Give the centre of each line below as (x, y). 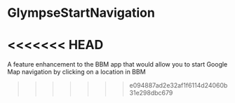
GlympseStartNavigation (81, 13)
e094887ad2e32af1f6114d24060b (179, 85)
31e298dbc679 (151, 93)
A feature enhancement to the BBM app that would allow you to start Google (117, 64)
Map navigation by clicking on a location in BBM (76, 72)
